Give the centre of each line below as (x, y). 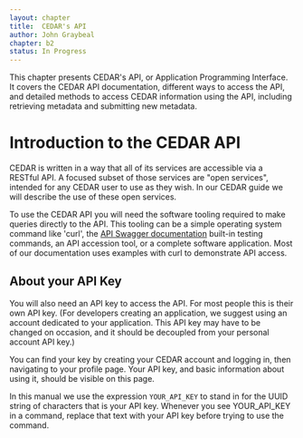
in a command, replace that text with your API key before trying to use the (147, 415)
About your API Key (66, 282)
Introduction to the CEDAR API (125, 143)
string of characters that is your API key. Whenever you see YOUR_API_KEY (150, 405)
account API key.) (42, 342)
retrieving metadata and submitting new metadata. (103, 106)
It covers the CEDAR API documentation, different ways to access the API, (147, 87)
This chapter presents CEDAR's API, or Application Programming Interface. (149, 77)
